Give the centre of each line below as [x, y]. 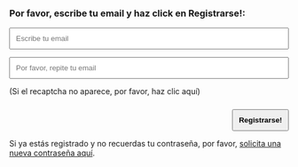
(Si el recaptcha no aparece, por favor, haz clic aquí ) [105, 91]
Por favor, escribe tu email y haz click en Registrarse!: [127, 13]
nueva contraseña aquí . [52, 153]
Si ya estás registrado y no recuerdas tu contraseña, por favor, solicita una [145, 144]
